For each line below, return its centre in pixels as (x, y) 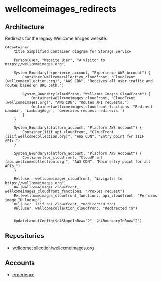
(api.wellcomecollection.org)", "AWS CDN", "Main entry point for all (78, 162)
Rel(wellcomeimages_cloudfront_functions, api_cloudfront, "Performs (86, 196)
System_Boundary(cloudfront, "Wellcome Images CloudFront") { (87, 94)
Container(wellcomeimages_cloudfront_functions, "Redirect (92, 107)
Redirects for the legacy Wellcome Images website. (56, 38)
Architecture (25, 27)
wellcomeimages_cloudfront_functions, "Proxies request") (65, 191)
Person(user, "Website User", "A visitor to (59, 60)
